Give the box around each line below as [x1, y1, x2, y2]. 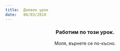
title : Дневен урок [5, 7, 49, 13]
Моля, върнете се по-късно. [54, 40, 116, 46]
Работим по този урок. [55, 29, 115, 36]
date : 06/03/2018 [5, 12, 47, 17]
